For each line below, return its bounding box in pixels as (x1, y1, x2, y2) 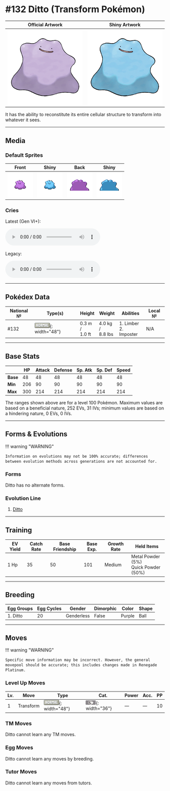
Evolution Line (5, 495, 41, 502)
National (10, 307, 28, 314)
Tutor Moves (5, 768, 37, 775)
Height (80, 311, 95, 317)
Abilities (121, 311, 140, 317)
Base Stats (5, 352, 40, 361)
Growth (108, 540, 124, 546)
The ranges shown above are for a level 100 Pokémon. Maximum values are (5, 400, 163, 406)
